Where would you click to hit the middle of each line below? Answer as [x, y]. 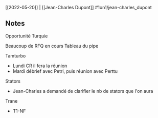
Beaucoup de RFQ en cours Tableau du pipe [52, 46]
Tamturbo [16, 55]
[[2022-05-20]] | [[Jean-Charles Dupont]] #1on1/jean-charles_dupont [78, 7]
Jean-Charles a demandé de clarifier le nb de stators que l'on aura [83, 91]
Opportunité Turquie [27, 36]
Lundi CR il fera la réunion [40, 66]
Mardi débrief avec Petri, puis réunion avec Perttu [65, 71]
